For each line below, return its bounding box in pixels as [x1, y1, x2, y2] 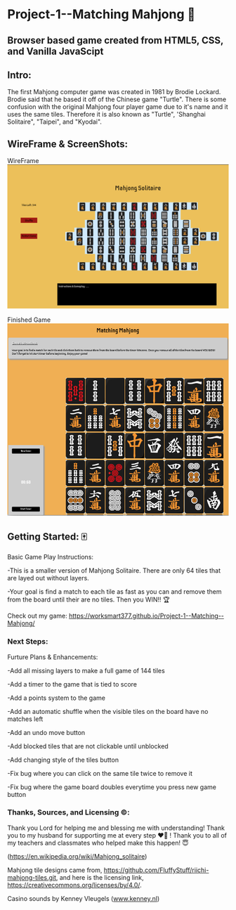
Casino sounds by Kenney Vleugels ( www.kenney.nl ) [7, 894, 160, 902]
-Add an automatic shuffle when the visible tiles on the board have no [7, 707, 209, 715]
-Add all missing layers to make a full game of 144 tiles [7, 666, 165, 675]
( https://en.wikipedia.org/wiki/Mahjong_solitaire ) [7, 852, 147, 860]
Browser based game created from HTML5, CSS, [7, 34, 223, 46]
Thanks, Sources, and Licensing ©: [7, 807, 130, 817]
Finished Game [7, 316, 51, 324]
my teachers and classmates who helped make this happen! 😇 [7, 838, 189, 847]
